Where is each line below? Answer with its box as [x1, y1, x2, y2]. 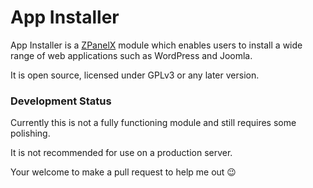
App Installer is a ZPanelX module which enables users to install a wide [10, 39, 303, 51]
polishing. [10, 127, 51, 140]
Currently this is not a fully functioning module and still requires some [10, 117, 297, 129]
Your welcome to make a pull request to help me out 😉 [10, 166, 237, 178]
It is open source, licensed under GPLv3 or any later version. [10, 69, 260, 81]
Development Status [10, 94, 112, 108]
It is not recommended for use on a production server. [10, 147, 233, 159]
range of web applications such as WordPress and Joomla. [10, 49, 253, 61]
